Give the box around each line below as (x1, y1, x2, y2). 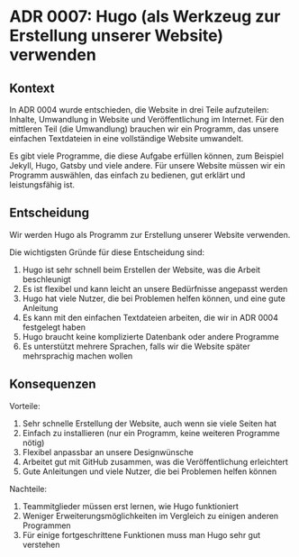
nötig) (22, 437, 45, 448)
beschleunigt (22, 273, 71, 285)
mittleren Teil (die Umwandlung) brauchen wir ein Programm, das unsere (9, 123, 279, 134)
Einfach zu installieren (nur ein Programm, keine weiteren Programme (22, 427, 281, 438)
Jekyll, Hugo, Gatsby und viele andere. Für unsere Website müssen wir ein (9, 160, 285, 170)
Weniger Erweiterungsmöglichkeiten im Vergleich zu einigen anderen (22, 510, 279, 521)
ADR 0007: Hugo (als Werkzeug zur (9, 6, 281, 27)
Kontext (9, 80, 55, 96)
